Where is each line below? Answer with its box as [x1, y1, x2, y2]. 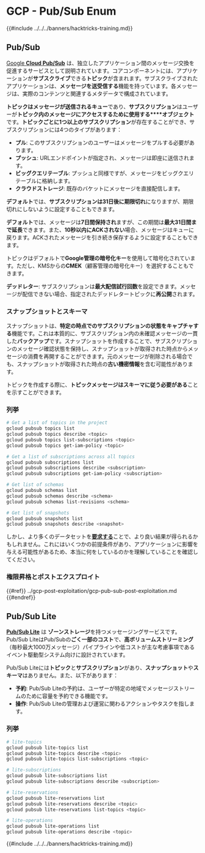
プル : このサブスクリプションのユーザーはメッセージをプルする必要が [15, 139, 190, 146]
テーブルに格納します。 [15, 177, 74, 184]
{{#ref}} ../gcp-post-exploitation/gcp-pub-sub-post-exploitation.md [6, 587, 177, 594]
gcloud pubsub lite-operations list [6, 823, 99, 830]
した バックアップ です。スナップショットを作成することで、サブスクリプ [6, 338, 187, 345]
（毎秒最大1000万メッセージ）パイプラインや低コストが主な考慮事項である [6, 644, 195, 651]
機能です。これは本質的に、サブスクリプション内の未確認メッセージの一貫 [12, 330, 198, 337]
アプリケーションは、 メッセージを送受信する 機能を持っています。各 [6, 82, 177, 89]
